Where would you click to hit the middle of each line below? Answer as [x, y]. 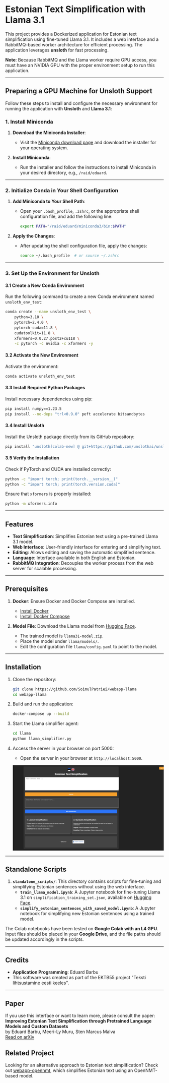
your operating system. [44, 148]
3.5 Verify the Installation [32, 458]
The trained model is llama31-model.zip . [62, 636]
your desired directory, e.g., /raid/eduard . [63, 173]
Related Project [30, 1053]
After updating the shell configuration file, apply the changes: [83, 246]
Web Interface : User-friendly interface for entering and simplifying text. [87, 547]
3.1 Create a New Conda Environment [45, 285]
